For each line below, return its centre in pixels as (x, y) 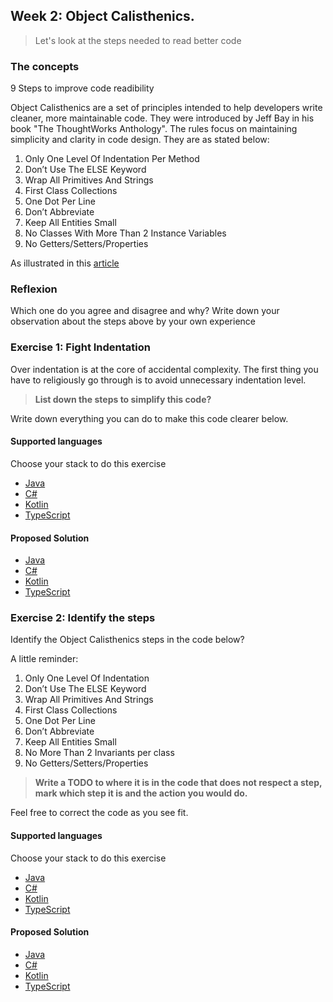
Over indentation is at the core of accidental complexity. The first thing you (164, 369)
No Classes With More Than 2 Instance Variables (125, 233)
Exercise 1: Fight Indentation (80, 347)
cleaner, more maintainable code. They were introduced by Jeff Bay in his (162, 118)
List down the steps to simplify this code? (123, 399)
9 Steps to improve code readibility (82, 88)
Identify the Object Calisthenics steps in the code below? (127, 640)
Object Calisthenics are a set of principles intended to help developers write (166, 108)
